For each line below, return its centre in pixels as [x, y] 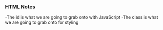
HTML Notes [20, 7]
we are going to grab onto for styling [42, 22]
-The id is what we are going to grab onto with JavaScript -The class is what [81, 17]
